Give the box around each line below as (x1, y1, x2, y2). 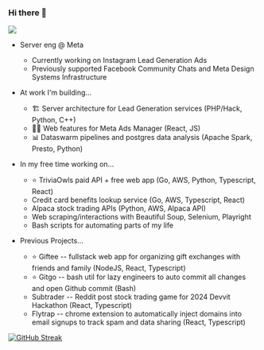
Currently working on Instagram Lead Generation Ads (31, 56, 208, 65)
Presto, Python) (31, 144, 83, 154)
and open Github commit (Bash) (31, 284, 137, 294)
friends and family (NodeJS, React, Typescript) (31, 263, 186, 273)
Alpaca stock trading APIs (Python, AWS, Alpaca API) (31, 204, 207, 213)
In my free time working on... (19, 159, 115, 169)
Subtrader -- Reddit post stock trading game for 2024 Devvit (31, 292, 231, 301)
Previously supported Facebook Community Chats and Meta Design (31, 64, 254, 74)
